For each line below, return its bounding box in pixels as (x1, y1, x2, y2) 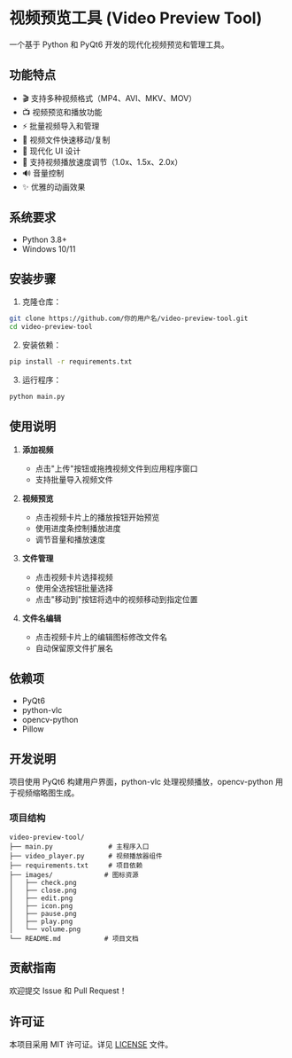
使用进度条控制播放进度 (35, 522, 121, 533)
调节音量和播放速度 (35, 534, 106, 545)
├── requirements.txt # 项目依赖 (9, 861, 143, 870)
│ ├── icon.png (9, 901, 73, 910)
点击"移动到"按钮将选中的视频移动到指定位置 (35, 593, 198, 604)
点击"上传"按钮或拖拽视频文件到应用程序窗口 (35, 463, 198, 474)
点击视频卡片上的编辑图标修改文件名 (35, 631, 168, 642)
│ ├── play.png (9, 917, 73, 926)
